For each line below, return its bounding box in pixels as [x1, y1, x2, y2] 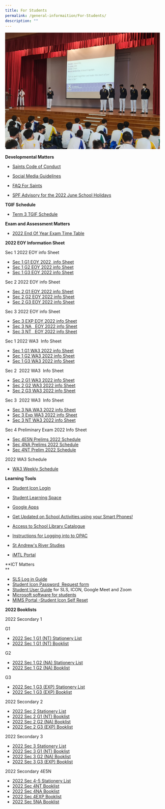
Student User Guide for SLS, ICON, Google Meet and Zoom [12, 587, 132, 593]
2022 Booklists [5, 607, 37, 613]
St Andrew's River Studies [12, 542, 65, 548]
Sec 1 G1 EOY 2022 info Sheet [12, 259, 74, 265]
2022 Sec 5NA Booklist [12, 799, 60, 805]
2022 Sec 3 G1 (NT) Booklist [12, 748, 70, 754]
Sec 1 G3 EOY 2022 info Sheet [12, 270, 74, 275]
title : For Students [5, 8, 48, 13]
